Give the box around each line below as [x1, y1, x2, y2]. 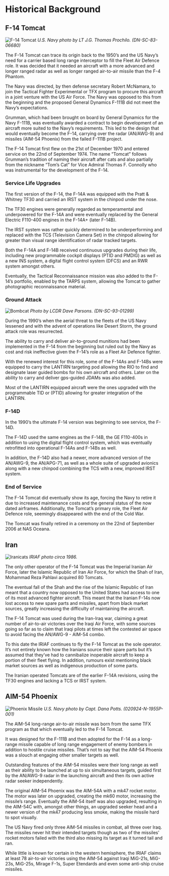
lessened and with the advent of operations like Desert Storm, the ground [5, 323, 157, 329]
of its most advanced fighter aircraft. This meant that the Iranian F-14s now [5, 595, 160, 601]
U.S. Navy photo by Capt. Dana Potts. [43, 706, 122, 712]
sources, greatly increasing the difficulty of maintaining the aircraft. [5, 606, 145, 611]
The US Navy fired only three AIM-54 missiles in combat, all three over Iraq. [5, 824, 162, 830]
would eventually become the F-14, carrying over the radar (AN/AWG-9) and [5, 131, 163, 137]
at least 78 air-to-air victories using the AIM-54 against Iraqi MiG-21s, [5, 855, 149, 861]
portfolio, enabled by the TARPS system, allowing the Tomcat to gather [14, 278, 161, 284]
